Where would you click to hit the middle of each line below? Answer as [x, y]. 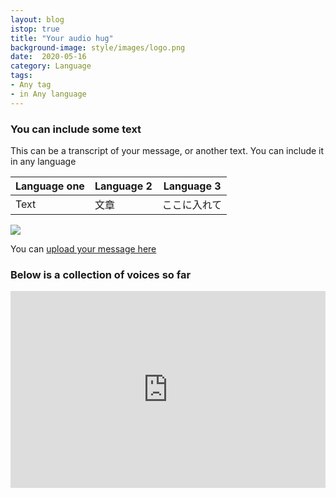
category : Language [51, 66]
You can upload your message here [83, 248]
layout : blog [37, 19]
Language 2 [123, 186]
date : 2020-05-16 [48, 57]
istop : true [35, 29]
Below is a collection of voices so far [101, 274]
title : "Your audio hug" [62, 38]
